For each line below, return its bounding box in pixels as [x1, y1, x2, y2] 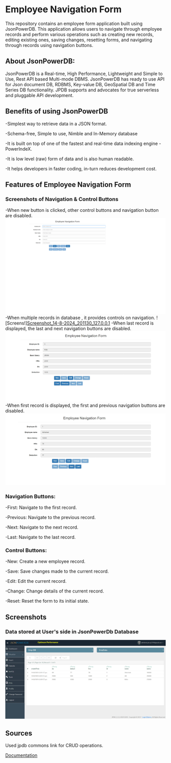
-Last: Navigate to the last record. [5, 534, 76, 540]
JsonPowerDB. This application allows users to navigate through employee [5, 26, 162, 32]
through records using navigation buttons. [5, 42, 93, 48]
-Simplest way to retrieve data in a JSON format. [5, 120, 107, 127]
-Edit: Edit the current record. [5, 578, 67, 584]
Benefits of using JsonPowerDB [5, 107, 108, 116]
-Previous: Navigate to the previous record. [5, 514, 96, 520]
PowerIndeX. [5, 145, 32, 152]
